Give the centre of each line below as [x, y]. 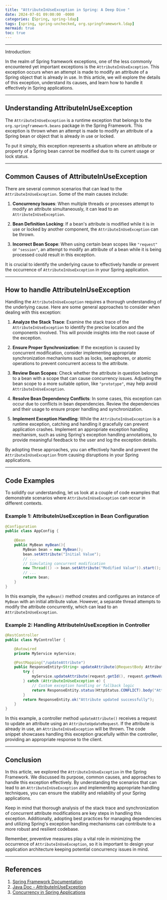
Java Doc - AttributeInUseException [49, 887]
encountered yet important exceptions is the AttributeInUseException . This [82, 67]
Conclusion [23, 760]
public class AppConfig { [32, 531]
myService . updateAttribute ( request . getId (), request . [88, 676]
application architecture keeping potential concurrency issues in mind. [77, 849]
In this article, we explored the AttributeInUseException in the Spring [76, 772]
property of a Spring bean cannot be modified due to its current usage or [80, 151]
